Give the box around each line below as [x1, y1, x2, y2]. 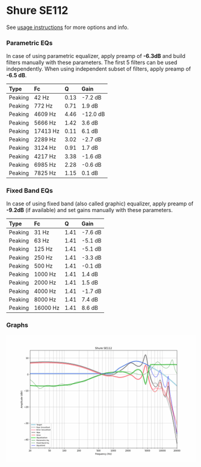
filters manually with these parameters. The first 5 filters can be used [6, 59, 178, 66]
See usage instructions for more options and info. [6, 24, 129, 31]
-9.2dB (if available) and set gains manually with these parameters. [6, 207, 173, 214]
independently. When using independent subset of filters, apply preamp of [6, 65, 191, 72]
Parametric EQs [6, 39, 53, 47]
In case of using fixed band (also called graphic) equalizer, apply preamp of [6, 200, 194, 207]
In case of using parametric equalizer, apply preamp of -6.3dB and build [6, 53, 185, 60]
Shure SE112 [6, 4, 69, 18]
